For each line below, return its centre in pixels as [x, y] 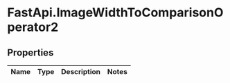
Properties [30, 52]
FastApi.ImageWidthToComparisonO [115, 13]
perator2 [33, 27]
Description [81, 72]
